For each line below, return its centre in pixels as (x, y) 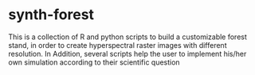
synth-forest (51, 15)
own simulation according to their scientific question (94, 62)
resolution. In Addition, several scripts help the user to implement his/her (127, 53)
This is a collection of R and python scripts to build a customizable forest (127, 37)
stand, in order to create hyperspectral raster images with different (118, 45)
